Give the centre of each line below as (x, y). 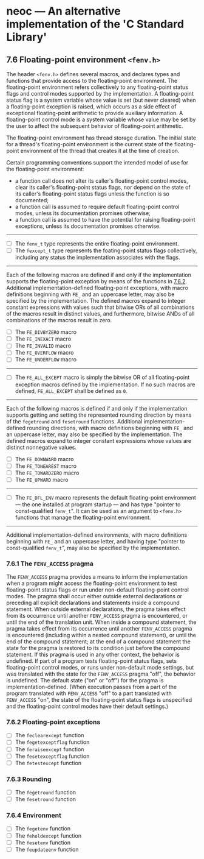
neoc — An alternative (63, 11)
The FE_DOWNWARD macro (44, 459)
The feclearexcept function (49, 735)
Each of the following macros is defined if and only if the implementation (97, 408)
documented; (32, 200)
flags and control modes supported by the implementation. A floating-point (100, 94)
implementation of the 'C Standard (95, 24)
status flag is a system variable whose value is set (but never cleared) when (101, 100)
